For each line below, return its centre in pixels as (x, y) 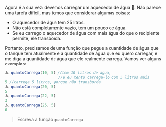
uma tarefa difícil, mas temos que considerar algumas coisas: (68, 13)
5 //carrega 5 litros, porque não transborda (53, 82)
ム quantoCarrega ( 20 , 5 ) (30, 87)
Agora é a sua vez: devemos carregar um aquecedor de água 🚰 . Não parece (83, 8)
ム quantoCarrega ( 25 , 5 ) (30, 105)
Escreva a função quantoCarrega (50, 119)
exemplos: (16, 64)
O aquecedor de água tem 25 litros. (49, 23)
